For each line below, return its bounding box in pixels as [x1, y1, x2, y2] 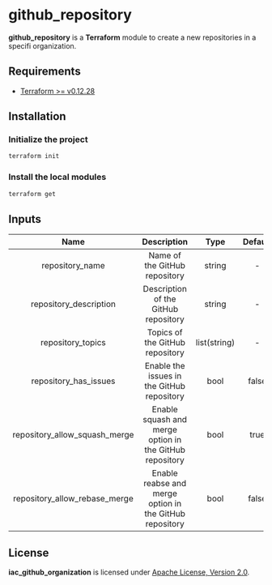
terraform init [8, 152, 60, 160]
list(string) [195, 337, 236, 348]
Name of [148, 250, 182, 261]
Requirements [8, 65, 81, 79]
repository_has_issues [31, 375, 116, 386]
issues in [148, 370, 182, 382]
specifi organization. [8, 41, 77, 50]
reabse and [142, 478, 187, 489]
